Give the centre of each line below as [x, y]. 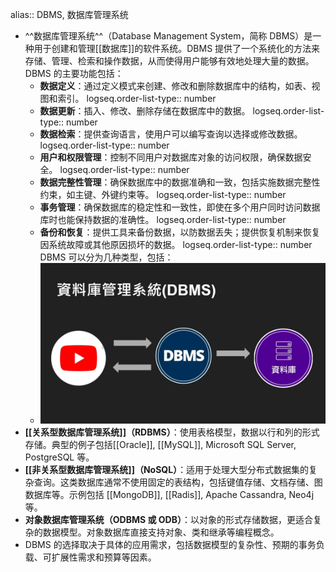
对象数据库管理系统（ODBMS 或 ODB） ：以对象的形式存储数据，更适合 [168, 519]
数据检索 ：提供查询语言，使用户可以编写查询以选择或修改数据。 [171, 134]
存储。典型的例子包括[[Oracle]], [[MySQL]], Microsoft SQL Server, [160, 444]
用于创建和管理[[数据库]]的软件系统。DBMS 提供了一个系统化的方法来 [177, 48]
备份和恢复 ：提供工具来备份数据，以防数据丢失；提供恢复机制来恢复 [180, 232]
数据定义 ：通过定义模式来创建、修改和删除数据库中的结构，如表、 [175, 86]
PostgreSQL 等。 [59, 457]
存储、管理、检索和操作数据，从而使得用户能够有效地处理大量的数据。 [169, 61]
